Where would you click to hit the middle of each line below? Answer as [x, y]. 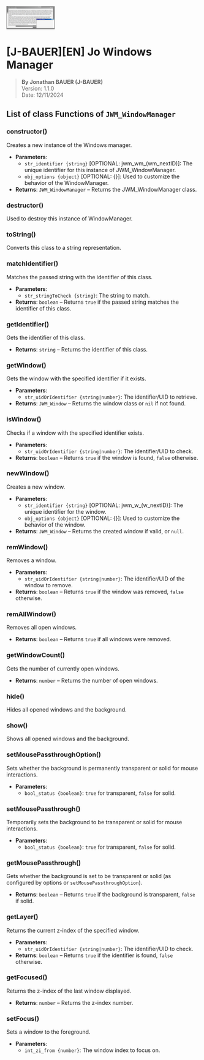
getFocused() [27, 977]
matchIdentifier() [32, 264]
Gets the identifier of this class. [46, 337]
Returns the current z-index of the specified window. [73, 930]
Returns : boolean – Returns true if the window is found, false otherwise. [107, 457]
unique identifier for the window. [65, 511]
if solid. [25, 901]
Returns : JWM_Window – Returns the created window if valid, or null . [100, 531]
